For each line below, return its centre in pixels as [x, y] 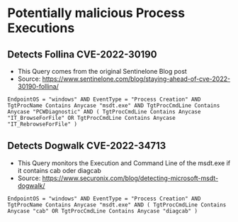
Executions [41, 28]
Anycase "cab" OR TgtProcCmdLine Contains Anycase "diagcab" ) [103, 211]
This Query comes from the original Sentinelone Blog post [102, 71]
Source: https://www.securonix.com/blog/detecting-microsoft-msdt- [118, 178]
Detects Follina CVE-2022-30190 [82, 54]
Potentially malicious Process [96, 13]
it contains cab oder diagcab [59, 170]
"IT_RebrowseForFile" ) [42, 124]
